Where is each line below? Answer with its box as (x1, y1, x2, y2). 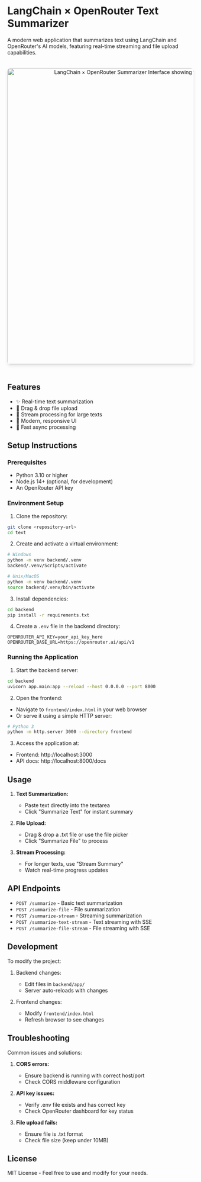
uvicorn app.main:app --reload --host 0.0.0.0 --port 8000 (7, 683, 156, 689)
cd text (7, 529, 27, 535)
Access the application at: (15, 740, 80, 747)
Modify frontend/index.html (24, 1010, 94, 1017)
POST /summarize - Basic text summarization (15, 899, 123, 907)
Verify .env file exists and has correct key (24, 1101, 126, 1108)
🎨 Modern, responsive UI (15, 417, 77, 424)
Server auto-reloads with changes (24, 987, 108, 994)
